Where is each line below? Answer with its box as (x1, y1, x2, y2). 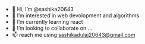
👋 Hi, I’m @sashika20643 (11, 6, 74, 12)
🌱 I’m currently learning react (11, 18, 83, 25)
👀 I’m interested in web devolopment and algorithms (11, 12, 140, 19)
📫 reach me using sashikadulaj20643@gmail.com (11, 32, 135, 38)
